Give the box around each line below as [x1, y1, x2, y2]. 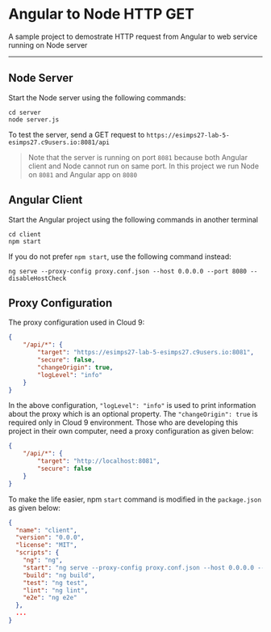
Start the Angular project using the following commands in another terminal [8, 214, 258, 224]
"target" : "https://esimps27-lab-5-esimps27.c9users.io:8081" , [37, 349, 254, 357]
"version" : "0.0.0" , [15, 533, 85, 542]
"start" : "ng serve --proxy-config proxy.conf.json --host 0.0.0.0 [23, 563, 254, 571]
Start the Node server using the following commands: [8, 92, 186, 102]
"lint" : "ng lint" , [23, 586, 89, 595]
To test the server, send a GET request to [8, 129, 145, 139]
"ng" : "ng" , [23, 556, 63, 564]
